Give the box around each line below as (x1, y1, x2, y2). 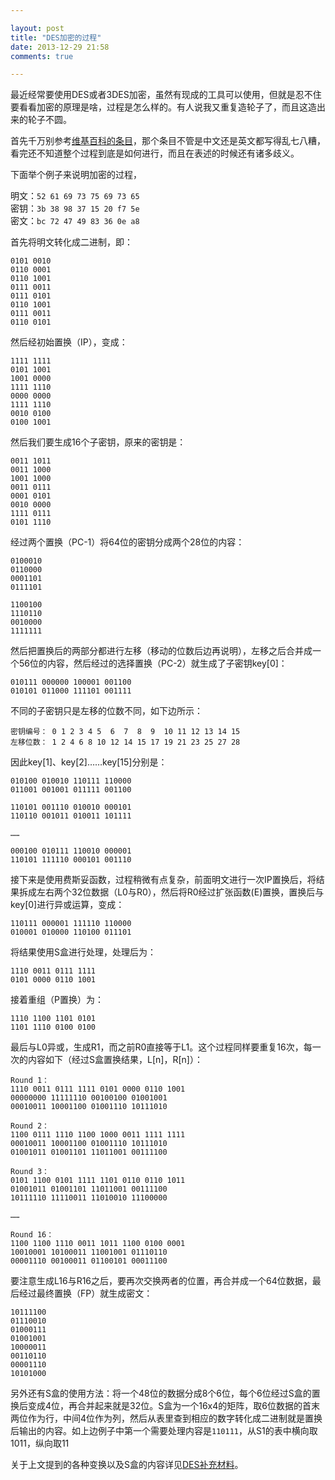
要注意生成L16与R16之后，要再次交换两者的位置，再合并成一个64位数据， (10, 1275, 313, 1287)
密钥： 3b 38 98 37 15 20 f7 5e (10, 202, 140, 215)
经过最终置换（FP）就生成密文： (18, 1287, 153, 1300)
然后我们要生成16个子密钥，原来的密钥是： (10, 436, 187, 448)
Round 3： (10, 1167, 50, 1177)
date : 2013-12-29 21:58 (10, 42, 110, 52)
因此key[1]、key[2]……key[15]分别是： (10, 756, 168, 768)
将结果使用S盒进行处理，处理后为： (10, 946, 157, 958)
